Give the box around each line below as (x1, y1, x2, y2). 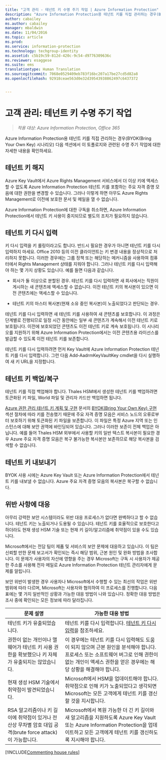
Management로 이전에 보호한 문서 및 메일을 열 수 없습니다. (5, 196, 119, 202)
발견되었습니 (27, 686, 55, 693)
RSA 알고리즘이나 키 (7, 707, 52, 714)
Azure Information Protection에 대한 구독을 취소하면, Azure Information (5, 206, 147, 212)
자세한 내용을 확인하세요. (5, 148, 53, 154)
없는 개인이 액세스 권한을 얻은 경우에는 (65, 658, 149, 665)
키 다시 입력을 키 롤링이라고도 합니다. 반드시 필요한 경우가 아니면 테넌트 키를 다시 (5, 242, 161, 248)
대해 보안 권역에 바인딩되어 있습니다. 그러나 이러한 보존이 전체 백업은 (22, 424, 154, 430)
